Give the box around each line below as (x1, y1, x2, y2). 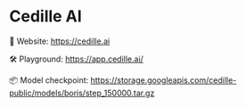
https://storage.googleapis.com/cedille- (90, 74, 237, 86)
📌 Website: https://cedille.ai (9, 36, 111, 46)
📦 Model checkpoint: (9, 74, 89, 86)
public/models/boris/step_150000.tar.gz (9, 87, 155, 98)
